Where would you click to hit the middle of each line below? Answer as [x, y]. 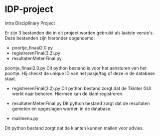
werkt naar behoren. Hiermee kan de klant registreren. [68, 93]
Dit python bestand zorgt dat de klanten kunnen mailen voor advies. [74, 128]
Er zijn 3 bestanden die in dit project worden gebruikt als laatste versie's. [79, 32]
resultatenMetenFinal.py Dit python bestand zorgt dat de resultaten [81, 103]
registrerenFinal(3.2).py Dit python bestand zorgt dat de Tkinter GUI [81, 88]
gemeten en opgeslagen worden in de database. [62, 108]
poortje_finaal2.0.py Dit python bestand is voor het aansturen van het [76, 68]
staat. [10, 78]
